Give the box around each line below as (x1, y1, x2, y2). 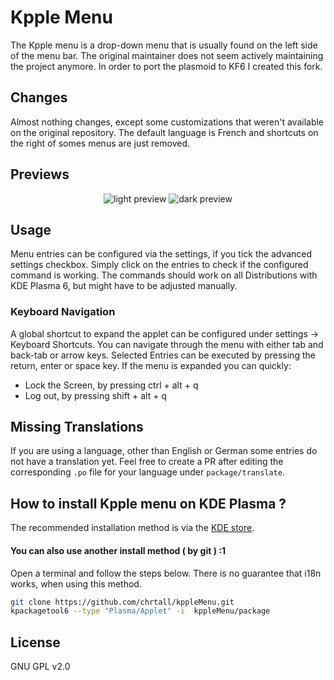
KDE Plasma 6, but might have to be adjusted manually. (10, 280, 238, 292)
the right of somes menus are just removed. (10, 137, 191, 149)
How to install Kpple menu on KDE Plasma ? (10, 495, 287, 512)
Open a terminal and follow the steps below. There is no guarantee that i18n (10, 567, 322, 579)
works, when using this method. (10, 577, 142, 590)
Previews (10, 166, 70, 183)
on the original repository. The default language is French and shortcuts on (10, 126, 319, 138)
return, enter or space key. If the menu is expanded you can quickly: (10, 359, 292, 371)
